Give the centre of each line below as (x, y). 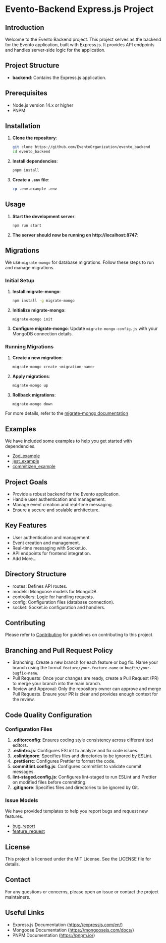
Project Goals (27, 482)
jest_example (26, 461)
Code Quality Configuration (49, 715)
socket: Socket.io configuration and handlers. (59, 607)
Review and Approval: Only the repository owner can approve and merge (87, 689)
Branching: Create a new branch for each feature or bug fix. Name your (85, 662)
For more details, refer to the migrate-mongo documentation (67, 413)
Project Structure (32, 66)
